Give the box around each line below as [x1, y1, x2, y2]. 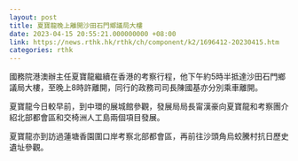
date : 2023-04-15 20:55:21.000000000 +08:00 [9, 29, 176, 38]
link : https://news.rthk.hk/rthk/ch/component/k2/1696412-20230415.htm [9, 37, 279, 47]
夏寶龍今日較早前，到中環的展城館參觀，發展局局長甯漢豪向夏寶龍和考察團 [9, 101, 281, 111]
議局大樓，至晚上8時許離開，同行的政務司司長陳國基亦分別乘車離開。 [9, 82, 263, 93]
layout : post [9, 12, 58, 22]
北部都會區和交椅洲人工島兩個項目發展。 [16, 112, 165, 123]
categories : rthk [9, 46, 74, 55]
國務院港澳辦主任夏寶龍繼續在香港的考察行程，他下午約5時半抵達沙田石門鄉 [9, 72, 286, 82]
